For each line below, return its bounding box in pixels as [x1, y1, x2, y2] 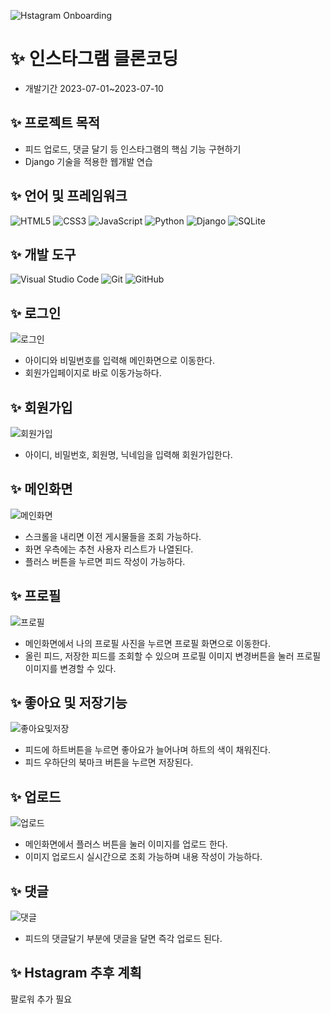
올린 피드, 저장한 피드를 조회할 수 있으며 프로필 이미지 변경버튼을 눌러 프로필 [24, 650, 322, 662]
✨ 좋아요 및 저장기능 [10, 695, 128, 712]
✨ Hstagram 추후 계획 [10, 965, 142, 982]
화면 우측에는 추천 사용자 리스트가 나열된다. [24, 543, 194, 555]
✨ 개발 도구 [10, 246, 77, 263]
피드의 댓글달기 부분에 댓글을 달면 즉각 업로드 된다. [24, 933, 223, 945]
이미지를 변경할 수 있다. [24, 662, 117, 674]
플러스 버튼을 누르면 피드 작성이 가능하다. [24, 555, 186, 567]
